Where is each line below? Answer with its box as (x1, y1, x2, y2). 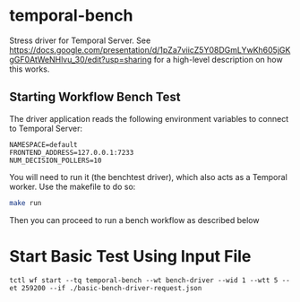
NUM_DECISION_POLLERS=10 (9, 156, 102, 165)
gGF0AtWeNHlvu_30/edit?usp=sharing (9, 54, 152, 65)
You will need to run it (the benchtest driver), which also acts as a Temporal (9, 171, 288, 182)
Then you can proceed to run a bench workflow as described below (9, 214, 260, 225)
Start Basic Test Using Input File (9, 246, 252, 266)
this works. (9, 64, 50, 74)
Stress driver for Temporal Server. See (9, 35, 151, 46)
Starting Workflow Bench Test (9, 90, 181, 105)
